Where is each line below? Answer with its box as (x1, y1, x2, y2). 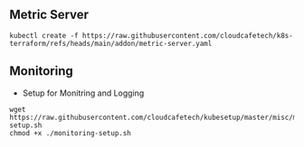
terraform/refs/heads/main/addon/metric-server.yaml (9, 39, 213, 48)
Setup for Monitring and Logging (22, 87, 145, 98)
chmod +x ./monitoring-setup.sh (9, 128, 131, 138)
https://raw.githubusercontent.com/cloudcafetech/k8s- (81, 31, 294, 40)
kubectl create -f (9, 31, 79, 40)
